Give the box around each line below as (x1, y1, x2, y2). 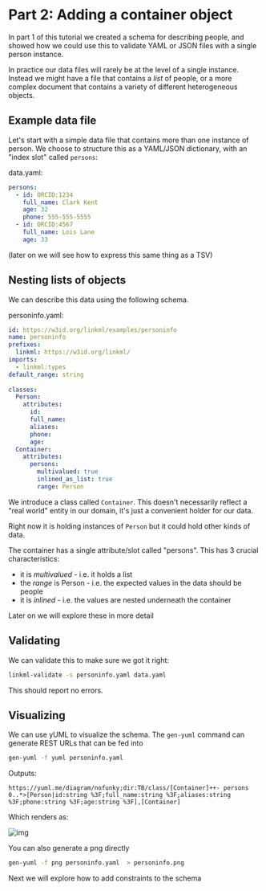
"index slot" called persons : (8, 152, 99, 161)
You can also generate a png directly (8, 844, 130, 853)
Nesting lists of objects (8, 273, 127, 287)
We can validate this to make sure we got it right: (8, 655, 170, 664)
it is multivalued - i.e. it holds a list (19, 569, 133, 579)
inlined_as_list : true (37, 476, 113, 484)
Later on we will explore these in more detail (8, 611, 154, 620)
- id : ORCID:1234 (15, 190, 74, 198)
